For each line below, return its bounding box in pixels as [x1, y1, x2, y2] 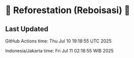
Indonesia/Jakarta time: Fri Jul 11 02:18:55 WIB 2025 [5, 48, 114, 53]
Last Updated [5, 25, 49, 33]
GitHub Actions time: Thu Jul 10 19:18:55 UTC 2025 [5, 38, 112, 44]
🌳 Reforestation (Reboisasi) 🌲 [5, 5, 130, 16]
